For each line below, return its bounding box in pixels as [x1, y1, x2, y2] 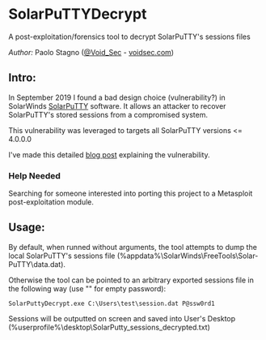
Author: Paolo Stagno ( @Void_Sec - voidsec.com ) [8, 47, 175, 57]
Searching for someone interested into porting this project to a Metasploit [8, 188, 253, 199]
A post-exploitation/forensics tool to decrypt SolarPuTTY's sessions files [8, 32, 251, 41]
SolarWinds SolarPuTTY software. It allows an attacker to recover [8, 101, 226, 110]
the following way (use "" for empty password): [8, 283, 167, 293]
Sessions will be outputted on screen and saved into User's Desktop [8, 313, 236, 323]
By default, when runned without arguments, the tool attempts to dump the [8, 242, 257, 252]
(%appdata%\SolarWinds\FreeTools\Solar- [116, 251, 259, 260]
